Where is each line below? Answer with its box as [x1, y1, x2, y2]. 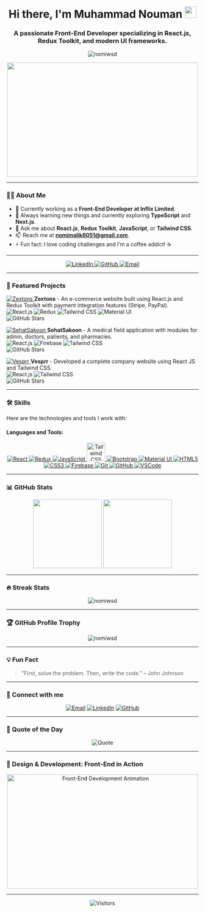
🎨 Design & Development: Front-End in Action [6, 760, 143, 769]
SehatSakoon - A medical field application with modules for [47, 326, 198, 334]
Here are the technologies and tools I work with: [6, 415, 127, 422]
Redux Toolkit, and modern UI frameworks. [37, 37, 168, 45]
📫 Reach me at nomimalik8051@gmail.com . [15, 231, 130, 239]
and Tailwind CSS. [6, 364, 52, 372]
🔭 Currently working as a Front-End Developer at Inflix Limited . [15, 205, 176, 212]
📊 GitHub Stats [6, 483, 53, 491]
